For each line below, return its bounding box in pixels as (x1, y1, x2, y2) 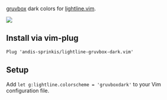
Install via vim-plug (6, 33, 79, 43)
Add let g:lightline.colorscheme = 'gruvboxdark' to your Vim (6, 80, 162, 88)
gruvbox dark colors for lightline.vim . (6, 5, 97, 12)
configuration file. (6, 87, 49, 94)
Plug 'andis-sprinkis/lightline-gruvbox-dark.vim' (6, 49, 134, 55)
